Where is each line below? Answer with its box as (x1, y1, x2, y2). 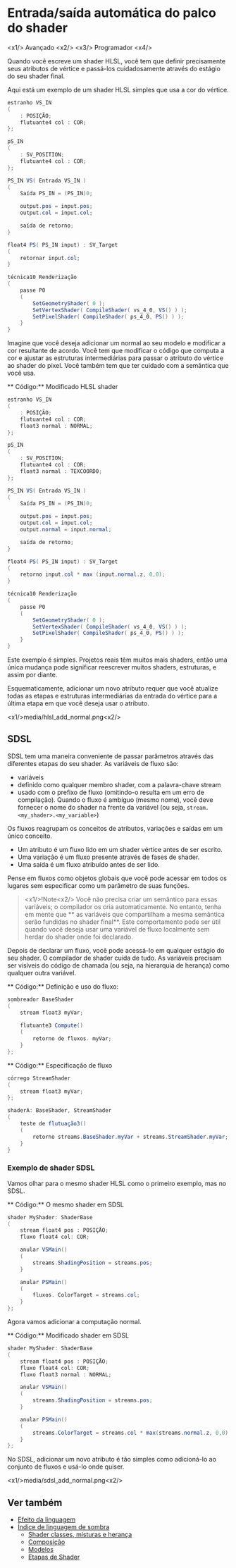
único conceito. (7, 832, 53, 840)
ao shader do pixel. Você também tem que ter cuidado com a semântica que (7, 362, 229, 370)
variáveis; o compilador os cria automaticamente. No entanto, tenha (24, 902, 222, 910)
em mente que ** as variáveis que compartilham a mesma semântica (24, 910, 225, 918)
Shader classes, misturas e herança (27, 1531, 132, 1539)
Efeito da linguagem (17, 1515, 76, 1524)
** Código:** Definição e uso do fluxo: (7, 982, 118, 991)
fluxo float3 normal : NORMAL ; (20, 1371, 112, 1378)
